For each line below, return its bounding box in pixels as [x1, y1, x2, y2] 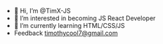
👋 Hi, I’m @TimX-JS [13, 7, 72, 15]
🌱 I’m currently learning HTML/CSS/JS [13, 22, 125, 29]
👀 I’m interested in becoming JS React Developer [13, 14, 156, 22]
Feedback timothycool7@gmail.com [13, 29, 118, 37]
